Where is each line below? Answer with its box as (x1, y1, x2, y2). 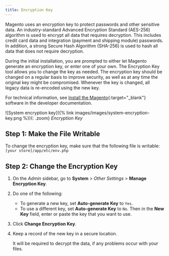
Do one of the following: (12, 190, 63, 197)
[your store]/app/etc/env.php (5, 148, 69, 153)
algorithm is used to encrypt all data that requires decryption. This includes (5, 32, 161, 38)
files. (12, 246, 23, 252)
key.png (5, 115, 22, 121)
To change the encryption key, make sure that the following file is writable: (5, 143, 160, 149)
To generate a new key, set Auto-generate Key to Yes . (20, 200, 133, 207)
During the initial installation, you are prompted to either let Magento (5, 58, 147, 64)
